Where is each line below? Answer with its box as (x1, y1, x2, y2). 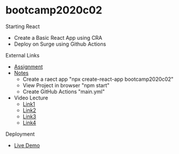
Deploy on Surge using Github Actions (13, 40, 106, 47)
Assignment (13, 63, 43, 70)
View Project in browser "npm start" (22, 81, 110, 88)
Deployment (5, 130, 35, 138)
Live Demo (13, 142, 40, 149)
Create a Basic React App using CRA (13, 34, 103, 41)
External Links (5, 52, 40, 59)
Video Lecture (13, 94, 49, 101)
